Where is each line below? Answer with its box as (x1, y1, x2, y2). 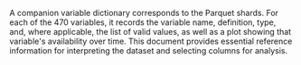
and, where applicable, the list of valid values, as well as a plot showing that (9, 27, 292, 37)
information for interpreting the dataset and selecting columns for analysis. (9, 45, 287, 56)
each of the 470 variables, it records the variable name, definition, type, (9, 17, 277, 28)
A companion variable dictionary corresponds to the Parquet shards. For (9, 8, 278, 18)
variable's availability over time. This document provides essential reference (9, 36, 293, 46)
